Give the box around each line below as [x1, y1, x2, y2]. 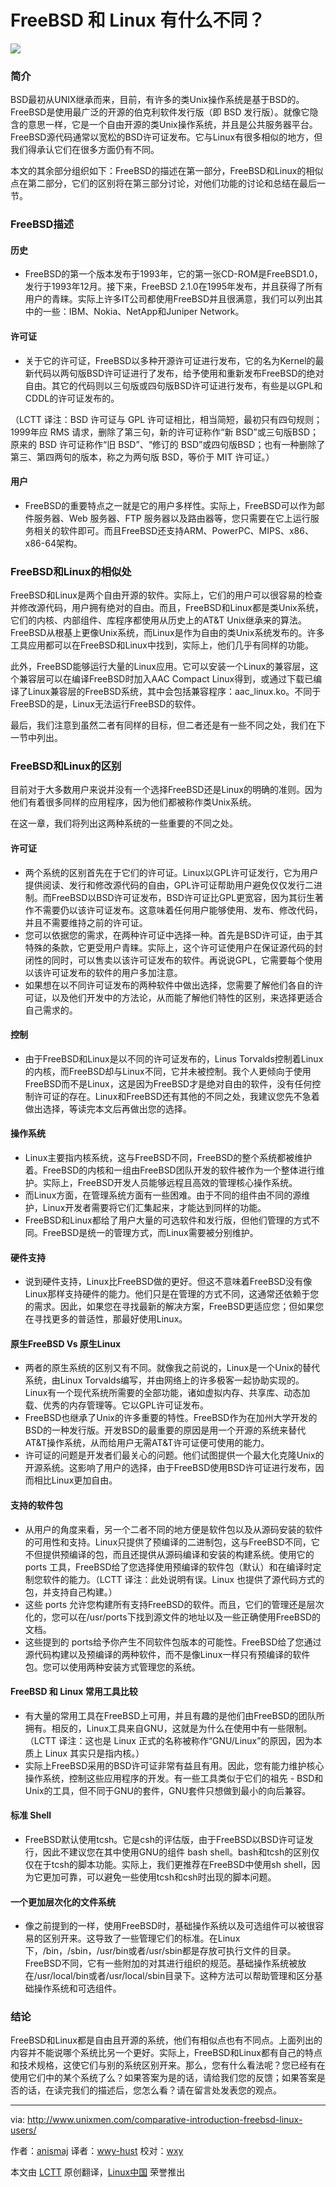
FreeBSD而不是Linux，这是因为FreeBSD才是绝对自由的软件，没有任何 [24, 1077, 313, 1090]
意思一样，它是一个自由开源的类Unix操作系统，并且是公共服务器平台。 [27, 119, 318, 131]
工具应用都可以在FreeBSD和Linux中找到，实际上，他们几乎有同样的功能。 [10, 639, 314, 651]
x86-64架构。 [24, 537, 83, 549]
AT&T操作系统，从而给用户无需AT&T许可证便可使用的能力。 [24, 1437, 270, 1449]
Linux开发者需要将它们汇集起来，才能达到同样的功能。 [42, 1201, 267, 1213]
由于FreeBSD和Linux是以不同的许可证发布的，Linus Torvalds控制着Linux [24, 1052, 324, 1065]
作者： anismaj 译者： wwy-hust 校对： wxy [10, 2145, 184, 2157]
